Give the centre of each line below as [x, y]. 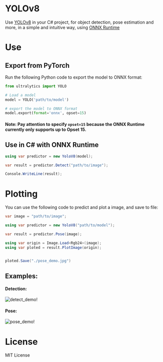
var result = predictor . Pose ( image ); [44, 234]
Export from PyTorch [37, 65]
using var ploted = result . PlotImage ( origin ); [53, 247]
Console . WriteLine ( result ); [34, 174]
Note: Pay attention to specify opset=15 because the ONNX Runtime [75, 124]
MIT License [18, 355]
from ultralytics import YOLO [36, 86]
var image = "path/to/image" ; [36, 216]
